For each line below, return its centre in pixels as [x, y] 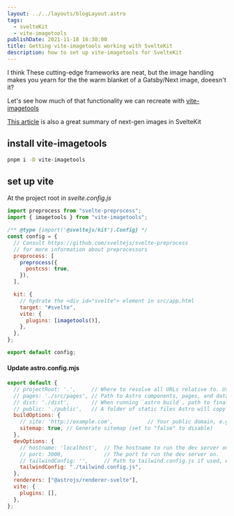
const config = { [32, 236]
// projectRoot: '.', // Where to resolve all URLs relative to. [116, 389]
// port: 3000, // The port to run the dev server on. [119, 454]
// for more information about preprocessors [81, 249]
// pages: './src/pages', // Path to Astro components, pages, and [114, 396]
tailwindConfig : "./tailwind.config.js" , [80, 467]
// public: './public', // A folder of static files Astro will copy [120, 409]
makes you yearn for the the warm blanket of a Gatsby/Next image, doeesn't [117, 79]
